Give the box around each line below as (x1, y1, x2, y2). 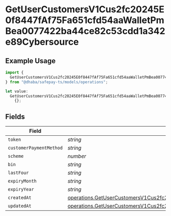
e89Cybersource (5, 36, 79, 48)
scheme (8, 153, 24, 159)
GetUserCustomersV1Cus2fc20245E (5, 4, 164, 15)
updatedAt (8, 203, 32, 209)
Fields (5, 112, 25, 121)
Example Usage (5, 56, 56, 65)
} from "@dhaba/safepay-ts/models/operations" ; (5, 79, 108, 85)
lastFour (8, 170, 29, 176)
